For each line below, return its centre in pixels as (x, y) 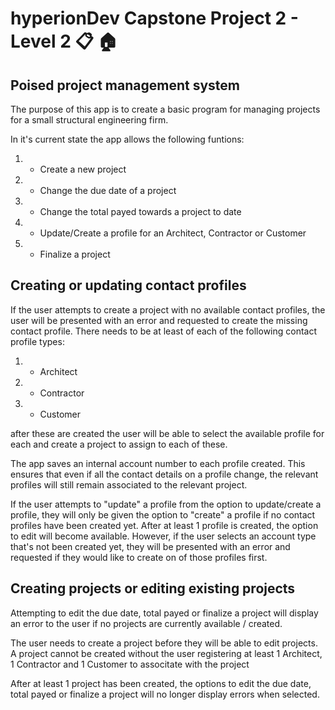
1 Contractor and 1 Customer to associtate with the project (130, 664)
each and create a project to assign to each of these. (119, 444)
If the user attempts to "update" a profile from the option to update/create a (166, 504)
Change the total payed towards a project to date (140, 211)
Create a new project (83, 169)
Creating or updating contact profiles (128, 285)
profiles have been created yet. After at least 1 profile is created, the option (164, 525)
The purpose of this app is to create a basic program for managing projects (165, 109)
